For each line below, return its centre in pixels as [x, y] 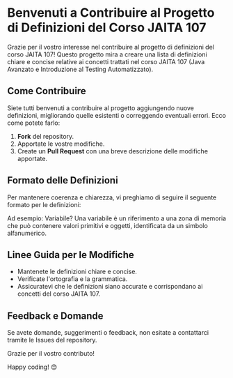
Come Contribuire [47, 91]
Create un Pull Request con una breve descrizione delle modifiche [113, 151]
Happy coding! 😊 [32, 367]
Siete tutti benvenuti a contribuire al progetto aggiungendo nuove [101, 108]
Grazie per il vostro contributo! [51, 354]
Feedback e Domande [55, 316]
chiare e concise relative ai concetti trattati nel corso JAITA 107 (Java [106, 61]
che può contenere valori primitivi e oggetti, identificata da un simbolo [108, 225]
